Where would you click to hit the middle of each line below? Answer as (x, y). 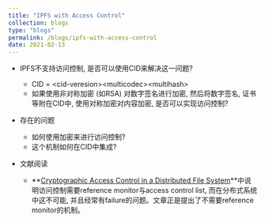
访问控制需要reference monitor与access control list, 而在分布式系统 (148, 190)
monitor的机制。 (58, 210)
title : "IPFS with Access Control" (67, 15)
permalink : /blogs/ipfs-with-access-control (83, 38)
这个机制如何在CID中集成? (74, 147)
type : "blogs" (32, 30)
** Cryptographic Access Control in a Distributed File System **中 (138, 181)
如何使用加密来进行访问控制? (78, 137)
